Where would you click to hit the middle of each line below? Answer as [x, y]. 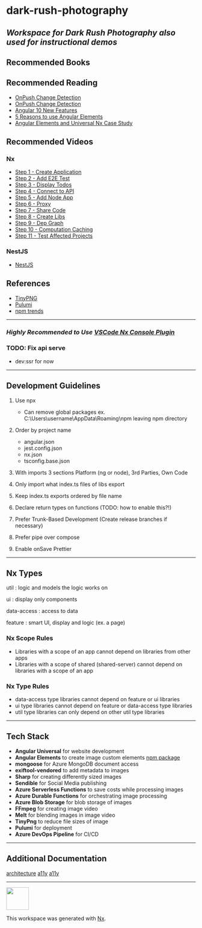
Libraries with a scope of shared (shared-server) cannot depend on [99, 664]
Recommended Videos [50, 142]
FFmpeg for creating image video [56, 808]
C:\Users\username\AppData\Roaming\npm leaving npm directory [106, 418]
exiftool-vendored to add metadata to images [72, 770]
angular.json [39, 441]
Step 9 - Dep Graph [39, 223]
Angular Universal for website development [69, 751]
